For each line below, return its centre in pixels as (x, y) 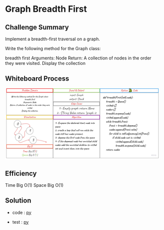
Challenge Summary (37, 27)
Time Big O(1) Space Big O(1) (34, 185)
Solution (18, 201)
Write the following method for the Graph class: (53, 48)
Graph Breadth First (46, 9)
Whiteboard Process (37, 79)
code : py (22, 212)
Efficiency (21, 173)
